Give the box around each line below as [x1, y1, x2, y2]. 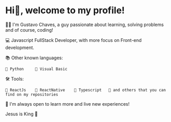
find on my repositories [5, 92, 58, 97]
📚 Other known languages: [5, 55, 63, 61]
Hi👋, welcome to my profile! [5, 5, 125, 16]
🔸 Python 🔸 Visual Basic [5, 66, 68, 71]
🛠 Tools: [5, 76, 24, 82]
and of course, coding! [5, 27, 53, 33]
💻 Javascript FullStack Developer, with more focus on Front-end [5, 37, 142, 43]
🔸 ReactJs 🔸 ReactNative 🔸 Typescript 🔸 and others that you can [5, 87, 166, 92]
